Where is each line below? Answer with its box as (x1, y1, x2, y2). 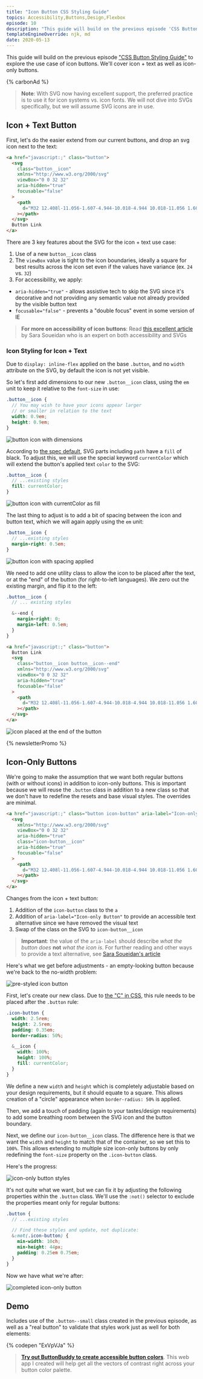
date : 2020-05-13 (6, 37, 50, 43)
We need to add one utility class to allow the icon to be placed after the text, (6, 569, 196, 577)
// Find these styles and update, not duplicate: (11, 1227, 139, 1233)
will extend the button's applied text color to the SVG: (6, 460, 140, 468)
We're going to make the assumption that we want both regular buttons (6, 773, 184, 781)
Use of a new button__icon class (14, 251, 97, 258)
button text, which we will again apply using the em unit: (6, 518, 144, 525)
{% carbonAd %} (6, 78, 50, 85)
